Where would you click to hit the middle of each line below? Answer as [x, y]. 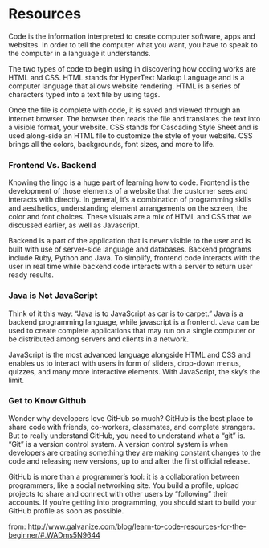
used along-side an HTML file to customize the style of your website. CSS [130, 135]
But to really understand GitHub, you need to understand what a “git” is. [127, 436]
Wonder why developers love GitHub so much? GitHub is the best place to [131, 418]
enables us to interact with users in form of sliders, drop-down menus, [125, 363]
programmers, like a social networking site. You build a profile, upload [124, 485]
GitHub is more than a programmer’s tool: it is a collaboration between [124, 476]
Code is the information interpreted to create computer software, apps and [132, 36]
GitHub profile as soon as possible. [66, 510]
